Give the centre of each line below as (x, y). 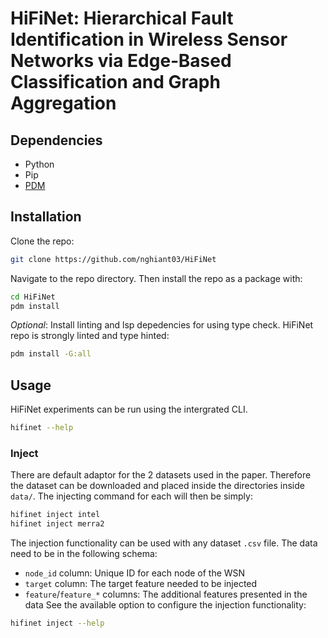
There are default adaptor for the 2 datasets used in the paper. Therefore (161, 475)
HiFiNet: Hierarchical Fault (122, 18)
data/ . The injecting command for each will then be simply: (131, 496)
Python (39, 164)
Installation (46, 217)
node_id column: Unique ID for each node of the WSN (135, 573)
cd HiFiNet (33, 297)
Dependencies (56, 140)
